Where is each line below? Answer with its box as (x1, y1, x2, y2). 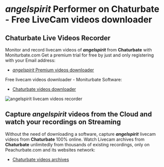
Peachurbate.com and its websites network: (5, 147, 95, 153)
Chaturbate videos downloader (12, 86, 76, 92)
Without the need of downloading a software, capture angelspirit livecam (5, 131, 156, 137)
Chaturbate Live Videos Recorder (5, 34, 111, 42)
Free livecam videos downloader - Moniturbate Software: (5, 77, 122, 82)
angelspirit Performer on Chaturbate (5, 3, 160, 15)
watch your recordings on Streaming (5, 118, 121, 126)
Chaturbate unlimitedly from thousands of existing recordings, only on (5, 141, 150, 147)
